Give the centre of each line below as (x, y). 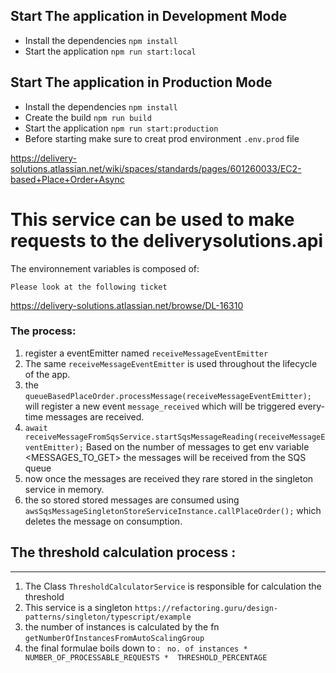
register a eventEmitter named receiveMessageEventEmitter (146, 353)
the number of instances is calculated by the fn (122, 626)
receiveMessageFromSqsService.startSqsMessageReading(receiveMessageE (175, 437)
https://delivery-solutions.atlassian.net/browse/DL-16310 (127, 305)
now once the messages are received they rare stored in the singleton (169, 478)
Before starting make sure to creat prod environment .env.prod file (162, 138)
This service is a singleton (78, 607)
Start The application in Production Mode (141, 82)
